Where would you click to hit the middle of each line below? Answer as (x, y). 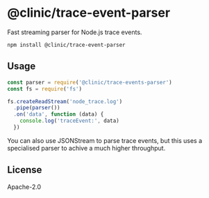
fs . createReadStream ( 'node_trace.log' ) (65, 101)
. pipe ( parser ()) (37, 108)
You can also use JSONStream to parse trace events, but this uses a (105, 140)
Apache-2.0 (24, 187)
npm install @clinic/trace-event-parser (67, 45)
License (25, 170)
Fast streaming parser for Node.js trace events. (75, 32)
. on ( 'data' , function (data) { (59, 114)
